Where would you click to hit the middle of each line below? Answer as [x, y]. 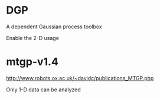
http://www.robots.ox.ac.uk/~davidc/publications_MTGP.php [80, 78]
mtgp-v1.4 [32, 62]
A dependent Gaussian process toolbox [54, 27]
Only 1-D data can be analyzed [43, 90]
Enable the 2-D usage [32, 38]
